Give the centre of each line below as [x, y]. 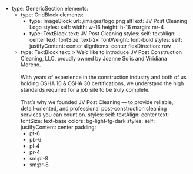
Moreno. [31, 65]
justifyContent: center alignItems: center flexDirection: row [100, 46]
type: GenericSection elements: [50, 9]
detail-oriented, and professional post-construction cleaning [94, 108]
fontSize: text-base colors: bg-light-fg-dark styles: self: [88, 121]
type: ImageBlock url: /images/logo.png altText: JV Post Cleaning [108, 21]
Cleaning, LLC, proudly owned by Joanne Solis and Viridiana [94, 58]
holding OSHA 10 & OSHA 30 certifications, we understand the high [102, 83]
